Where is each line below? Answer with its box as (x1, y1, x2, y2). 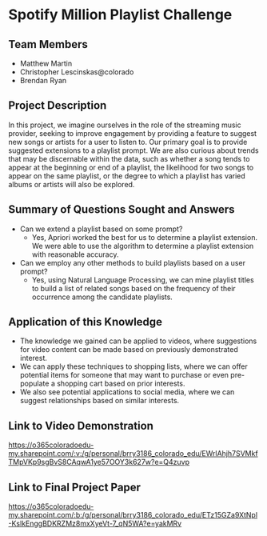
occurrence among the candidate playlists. (31, 292, 173, 302)
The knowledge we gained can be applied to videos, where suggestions (19, 336, 257, 346)
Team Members (8, 38, 88, 51)
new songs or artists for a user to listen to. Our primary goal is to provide (8, 137, 248, 146)
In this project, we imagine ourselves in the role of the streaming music (8, 120, 241, 130)
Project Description (8, 98, 107, 113)
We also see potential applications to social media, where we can (19, 387, 235, 397)
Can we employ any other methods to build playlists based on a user (19, 258, 246, 267)
